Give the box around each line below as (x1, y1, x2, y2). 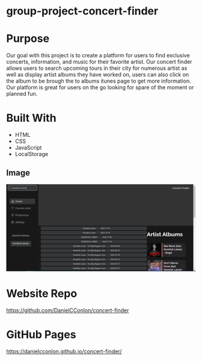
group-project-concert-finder (6, 4, 159, 18)
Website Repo (6, 286, 78, 300)
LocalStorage (14, 151, 49, 158)
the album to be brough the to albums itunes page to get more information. (6, 77, 191, 85)
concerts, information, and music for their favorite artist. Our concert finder (6, 58, 192, 66)
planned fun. (6, 90, 38, 98)
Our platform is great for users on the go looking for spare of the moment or (6, 84, 194, 91)
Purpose (6, 32, 50, 46)
